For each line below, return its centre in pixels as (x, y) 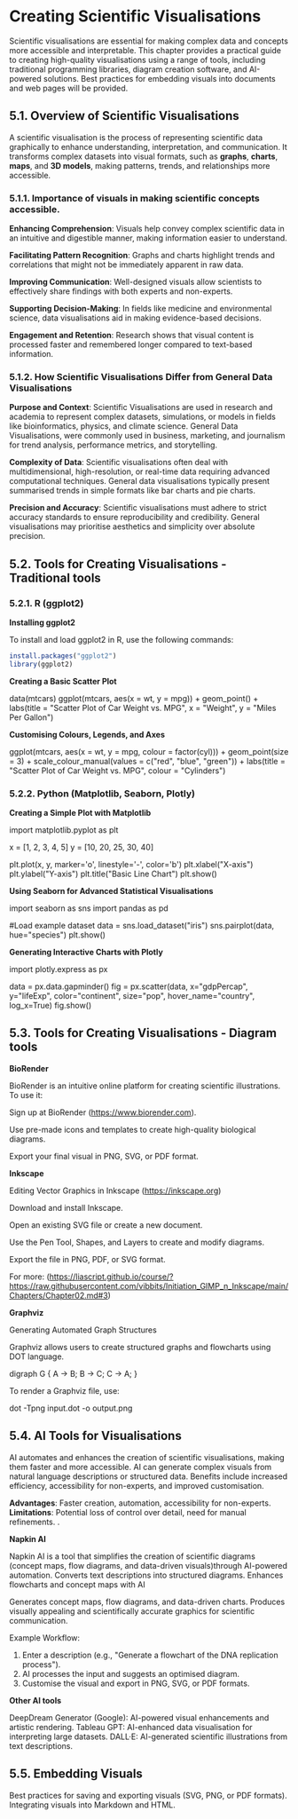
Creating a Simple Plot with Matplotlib (80, 813)
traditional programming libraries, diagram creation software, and (128, 69)
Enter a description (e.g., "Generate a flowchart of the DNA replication (150, 1655)
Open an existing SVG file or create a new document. (106, 1225)
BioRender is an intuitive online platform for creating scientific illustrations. (145, 1086)
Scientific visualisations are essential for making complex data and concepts (149, 41)
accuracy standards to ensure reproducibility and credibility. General (134, 518)
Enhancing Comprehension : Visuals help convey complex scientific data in (147, 229)
